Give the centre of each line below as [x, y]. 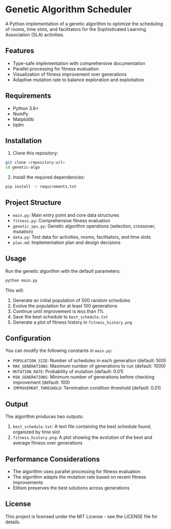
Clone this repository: [35, 153]
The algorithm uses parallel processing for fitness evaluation [77, 471]
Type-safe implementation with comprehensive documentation [79, 63]
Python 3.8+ [26, 108]
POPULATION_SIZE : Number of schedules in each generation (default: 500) [89, 361]
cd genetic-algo [23, 167]
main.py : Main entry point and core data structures [66, 215]
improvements [28, 482]
